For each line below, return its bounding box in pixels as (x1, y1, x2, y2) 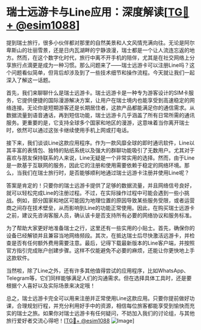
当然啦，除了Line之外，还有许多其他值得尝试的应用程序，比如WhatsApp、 (6, 267, 190, 274)
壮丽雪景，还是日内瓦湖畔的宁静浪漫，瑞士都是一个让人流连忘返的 (26, 46, 190, 54)
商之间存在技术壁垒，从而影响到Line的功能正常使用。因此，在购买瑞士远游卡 (6, 204, 195, 211)
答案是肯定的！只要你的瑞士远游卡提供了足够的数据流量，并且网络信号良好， (6, 182, 195, 189)
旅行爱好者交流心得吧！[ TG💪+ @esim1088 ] (6, 317, 135, 324)
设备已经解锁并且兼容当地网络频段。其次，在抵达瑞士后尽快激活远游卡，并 (6, 231, 190, 239)
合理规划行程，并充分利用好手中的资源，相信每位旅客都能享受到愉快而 (16, 302, 190, 309)
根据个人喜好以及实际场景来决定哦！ (6, 282, 96, 289)
